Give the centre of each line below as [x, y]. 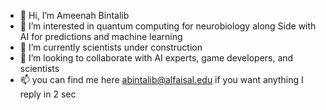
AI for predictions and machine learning [101, 36]
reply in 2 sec [48, 94]
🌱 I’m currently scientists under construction [111, 47]
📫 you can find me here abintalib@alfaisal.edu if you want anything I [161, 79]
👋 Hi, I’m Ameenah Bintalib [74, 15]
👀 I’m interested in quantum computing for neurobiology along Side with [168, 26]
